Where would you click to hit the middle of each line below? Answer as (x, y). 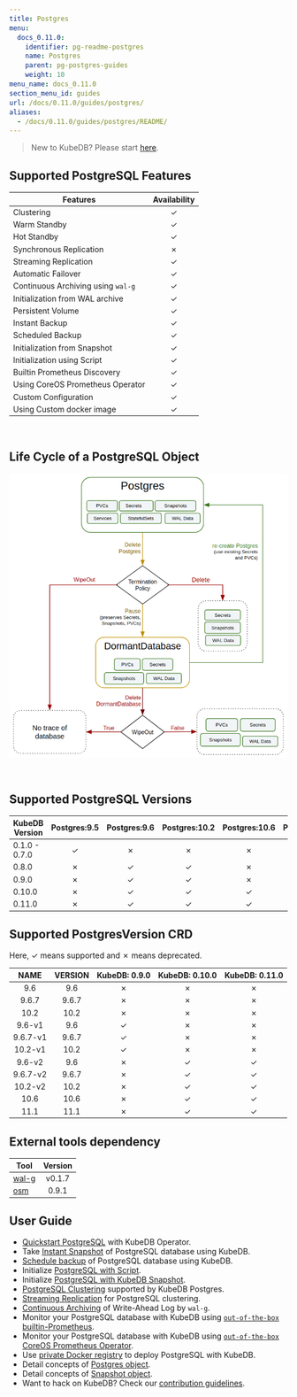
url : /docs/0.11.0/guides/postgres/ (76, 103)
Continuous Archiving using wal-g (74, 286)
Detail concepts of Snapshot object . (87, 1374)
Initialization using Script (57, 359)
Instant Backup (40, 323)
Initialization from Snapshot (62, 347)
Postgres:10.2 (189, 828)
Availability (174, 199)
